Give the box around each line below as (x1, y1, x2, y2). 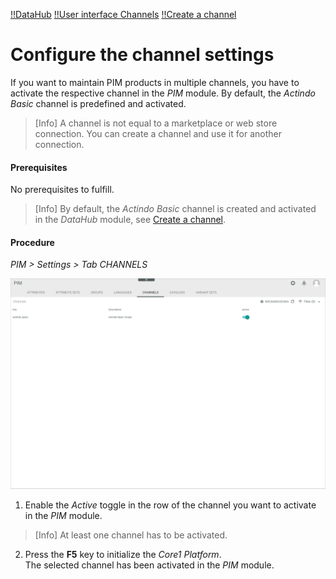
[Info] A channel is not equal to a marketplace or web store (34, 117, 278, 129)
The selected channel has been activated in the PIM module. (24, 559, 275, 571)
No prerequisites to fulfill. (10, 184, 115, 196)
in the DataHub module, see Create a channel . (34, 214, 227, 226)
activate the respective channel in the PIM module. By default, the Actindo (10, 87, 316, 99)
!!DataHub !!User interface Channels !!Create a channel (10, 9, 237, 20)
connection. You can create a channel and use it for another (34, 127, 282, 139)
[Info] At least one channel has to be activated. (34, 529, 228, 541)
